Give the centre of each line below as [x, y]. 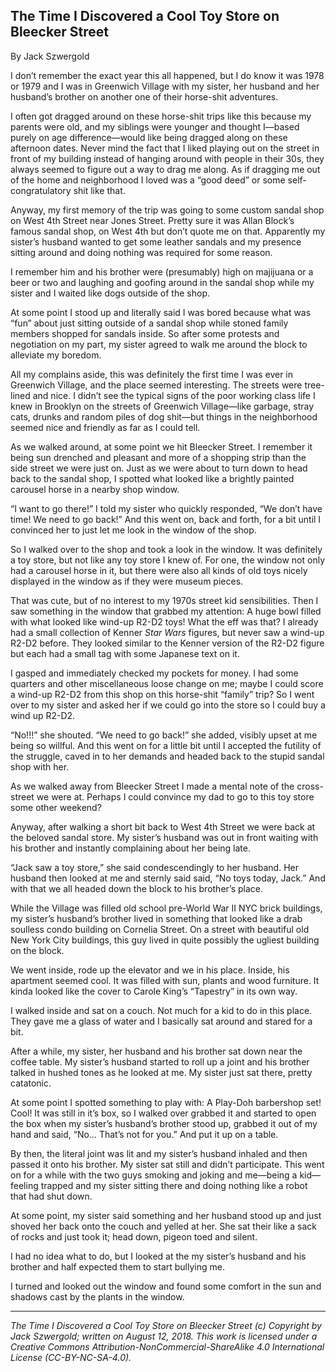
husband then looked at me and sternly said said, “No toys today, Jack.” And [168, 878]
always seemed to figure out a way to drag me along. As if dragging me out [165, 169]
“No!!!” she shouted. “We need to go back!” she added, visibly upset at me [164, 735]
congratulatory [41, 190]
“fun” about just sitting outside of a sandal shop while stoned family [149, 323]
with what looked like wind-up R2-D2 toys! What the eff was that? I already [164, 621]
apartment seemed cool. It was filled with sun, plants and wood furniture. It [165, 980]
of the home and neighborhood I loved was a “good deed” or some [148, 180]
